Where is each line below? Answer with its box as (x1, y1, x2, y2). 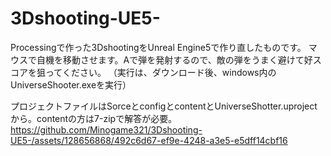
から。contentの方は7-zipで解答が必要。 (10, 112, 178, 124)
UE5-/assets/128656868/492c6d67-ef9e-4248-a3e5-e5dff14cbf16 (10, 134, 288, 146)
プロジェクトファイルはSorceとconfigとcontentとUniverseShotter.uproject (10, 100, 318, 112)
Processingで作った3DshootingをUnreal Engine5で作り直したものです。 (10, 41, 307, 53)
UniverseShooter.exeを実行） (10, 78, 132, 91)
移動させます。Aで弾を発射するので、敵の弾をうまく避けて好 (62, 53, 313, 66)
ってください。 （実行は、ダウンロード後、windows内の (44, 66, 277, 78)
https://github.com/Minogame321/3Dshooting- (10, 123, 203, 136)
